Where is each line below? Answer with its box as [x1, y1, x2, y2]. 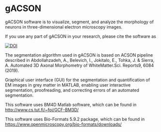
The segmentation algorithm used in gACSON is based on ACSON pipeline [5, 52, 153, 58]
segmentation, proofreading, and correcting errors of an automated [5, 87, 139, 93]
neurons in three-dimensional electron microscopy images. [5, 24, 122, 29]
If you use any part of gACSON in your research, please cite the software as [5, 33, 156, 39]
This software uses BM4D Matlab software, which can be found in [5, 102, 137, 107]
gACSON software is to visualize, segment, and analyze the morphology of [5, 19, 154, 25]
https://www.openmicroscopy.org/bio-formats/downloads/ [5, 121, 122, 127]
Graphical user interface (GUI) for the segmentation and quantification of [5, 77, 150, 83]
